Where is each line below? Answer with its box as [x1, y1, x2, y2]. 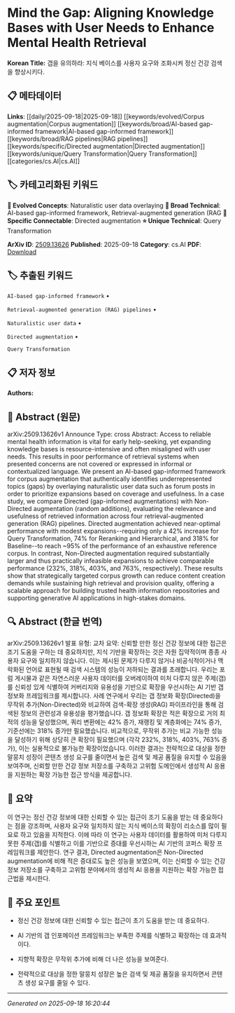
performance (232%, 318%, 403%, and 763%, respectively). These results [7, 564, 223, 572]
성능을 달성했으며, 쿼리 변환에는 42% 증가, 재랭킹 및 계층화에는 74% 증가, [20, 717, 222, 726]
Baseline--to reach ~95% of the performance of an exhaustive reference [7, 542, 217, 550]
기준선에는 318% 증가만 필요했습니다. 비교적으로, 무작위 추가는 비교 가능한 [7, 726, 210, 735]
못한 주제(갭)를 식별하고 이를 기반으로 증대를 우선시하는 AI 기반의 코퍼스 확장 [7, 839, 215, 848]
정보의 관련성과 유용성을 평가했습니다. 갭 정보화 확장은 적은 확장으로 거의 [20, 709, 218, 717]
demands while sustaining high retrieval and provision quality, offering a [7, 579, 215, 587]
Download [7, 247, 37, 256]
